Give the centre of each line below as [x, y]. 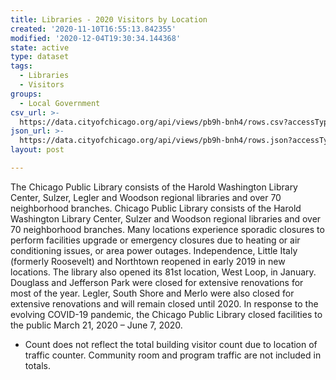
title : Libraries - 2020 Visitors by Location [109, 19]
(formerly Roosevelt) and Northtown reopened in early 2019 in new [148, 261]
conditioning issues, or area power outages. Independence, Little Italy [154, 250]
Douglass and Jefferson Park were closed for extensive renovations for [157, 282]
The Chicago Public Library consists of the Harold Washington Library [154, 187]
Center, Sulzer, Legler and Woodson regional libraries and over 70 [146, 197]
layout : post [37, 150]
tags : [21, 66]
